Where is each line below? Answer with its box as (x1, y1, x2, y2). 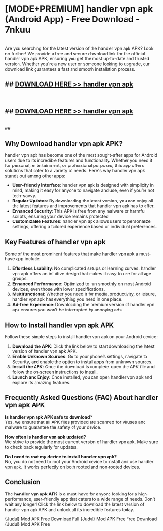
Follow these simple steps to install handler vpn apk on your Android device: (5, 334, 158, 339)
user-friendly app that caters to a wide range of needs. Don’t (33, 496, 156, 502)
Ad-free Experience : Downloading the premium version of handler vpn (12, 302, 155, 308)
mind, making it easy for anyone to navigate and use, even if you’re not (12, 187, 155, 193)
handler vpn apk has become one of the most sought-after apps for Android (5, 152, 157, 158)
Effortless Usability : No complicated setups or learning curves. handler (12, 265, 156, 271)
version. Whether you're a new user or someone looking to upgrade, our (5, 61, 150, 67)
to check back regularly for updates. (5, 444, 78, 450)
